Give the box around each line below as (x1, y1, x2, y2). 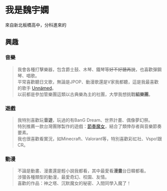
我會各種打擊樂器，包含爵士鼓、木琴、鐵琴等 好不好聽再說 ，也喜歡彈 (17, 66, 158, 72)
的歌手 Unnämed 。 (17, 85, 56, 91)
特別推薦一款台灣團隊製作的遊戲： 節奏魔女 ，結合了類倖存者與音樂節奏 (17, 123, 162, 129)
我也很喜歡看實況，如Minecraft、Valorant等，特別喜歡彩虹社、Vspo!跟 (17, 135, 162, 142)
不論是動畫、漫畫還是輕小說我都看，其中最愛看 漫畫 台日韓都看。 (17, 168, 149, 174)
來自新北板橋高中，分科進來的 (5, 22, 66, 28)
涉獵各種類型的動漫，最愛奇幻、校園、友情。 (17, 174, 110, 180)
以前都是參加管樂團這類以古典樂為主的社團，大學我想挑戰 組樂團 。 (17, 91, 153, 97)
